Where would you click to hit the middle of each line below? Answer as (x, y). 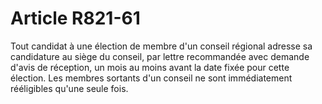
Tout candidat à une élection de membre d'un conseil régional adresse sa (161, 46)
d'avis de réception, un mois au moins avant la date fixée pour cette (150, 67)
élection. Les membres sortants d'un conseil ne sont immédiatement (151, 78)
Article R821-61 (75, 18)
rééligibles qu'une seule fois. (69, 88)
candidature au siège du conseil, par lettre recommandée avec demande (160, 56)
